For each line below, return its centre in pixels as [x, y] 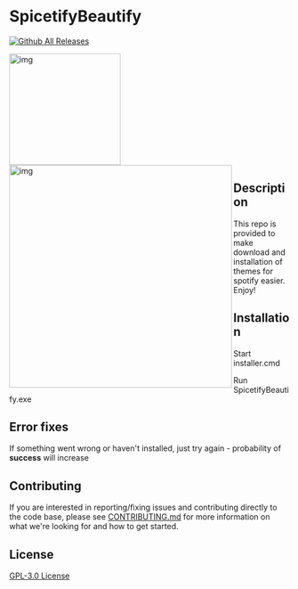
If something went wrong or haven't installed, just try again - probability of [145, 448]
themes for [254, 271]
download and [260, 252]
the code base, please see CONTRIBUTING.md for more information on [140, 517]
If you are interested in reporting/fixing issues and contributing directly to [143, 507]
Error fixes [39, 426]
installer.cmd [257, 363]
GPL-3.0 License [40, 576]
